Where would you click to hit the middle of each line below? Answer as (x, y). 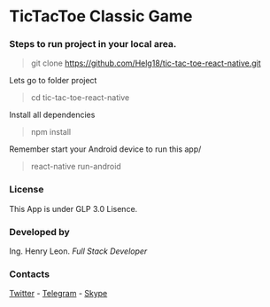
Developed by (40, 232)
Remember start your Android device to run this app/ (105, 149)
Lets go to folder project (53, 81)
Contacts (30, 274)
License (27, 190)
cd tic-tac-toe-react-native (80, 98)
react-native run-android (76, 167)
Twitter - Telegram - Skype (58, 294)
